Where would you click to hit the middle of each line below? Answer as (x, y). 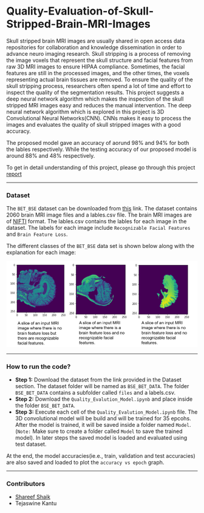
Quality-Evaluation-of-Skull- (80, 11)
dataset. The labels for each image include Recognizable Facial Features (98, 228)
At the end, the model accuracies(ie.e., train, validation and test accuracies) (101, 456)
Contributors (26, 484)
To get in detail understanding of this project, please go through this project (101, 167)
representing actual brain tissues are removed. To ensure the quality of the (100, 79)
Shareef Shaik (32, 497)
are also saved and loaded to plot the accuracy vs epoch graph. (85, 463)
